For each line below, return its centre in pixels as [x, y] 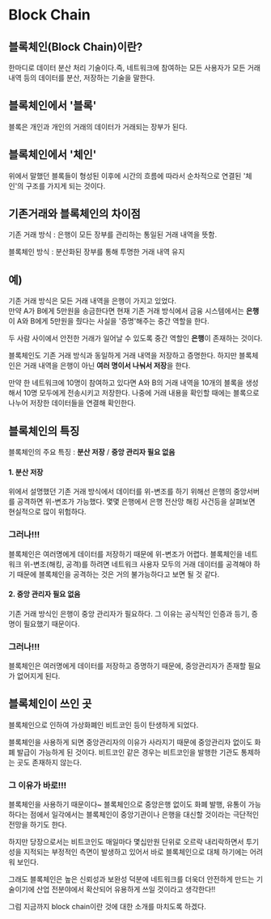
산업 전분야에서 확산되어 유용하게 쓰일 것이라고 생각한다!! [126, 889]
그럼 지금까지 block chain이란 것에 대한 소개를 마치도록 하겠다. [107, 907]
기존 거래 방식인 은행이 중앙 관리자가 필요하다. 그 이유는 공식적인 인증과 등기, [129, 613]
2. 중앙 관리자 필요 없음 [44, 594]
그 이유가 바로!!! [38, 785]
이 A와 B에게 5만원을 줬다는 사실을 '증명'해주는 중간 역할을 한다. [109, 321]
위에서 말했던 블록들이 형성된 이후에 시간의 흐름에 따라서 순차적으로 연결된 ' [127, 176]
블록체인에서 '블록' [53, 106]
